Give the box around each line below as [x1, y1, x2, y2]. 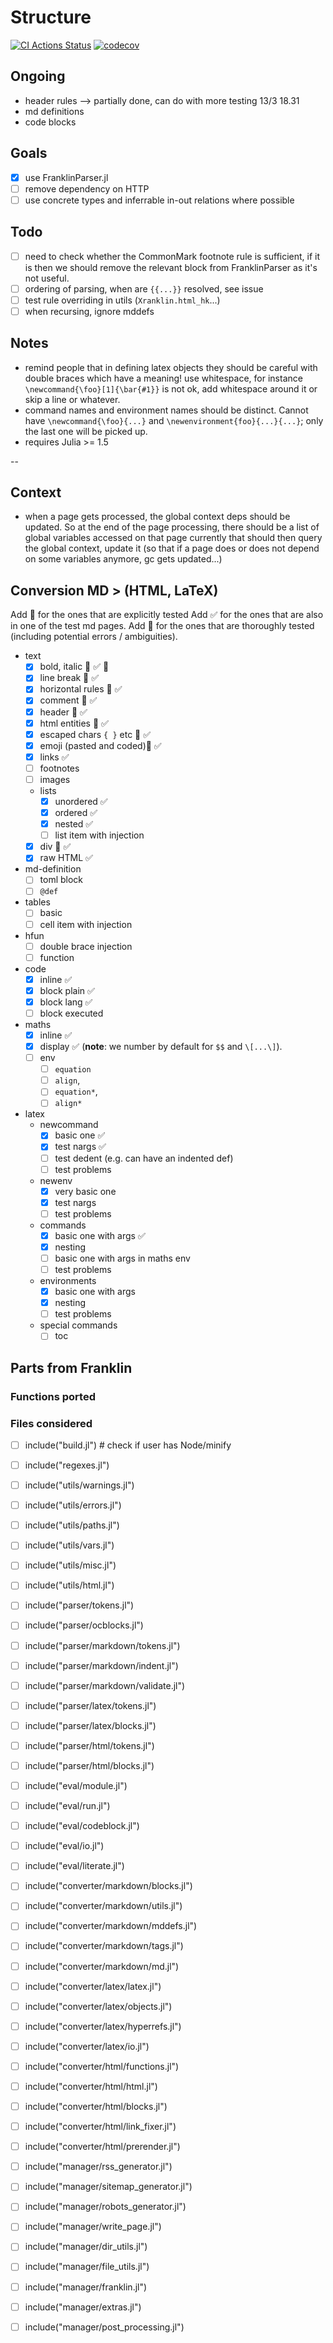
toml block [39, 874, 84, 886]
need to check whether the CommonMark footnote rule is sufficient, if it [24, 250, 321, 262]
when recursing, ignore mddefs [24, 305, 155, 317]
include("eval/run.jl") [24, 1800, 111, 1812]
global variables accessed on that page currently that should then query [24, 532, 323, 544]
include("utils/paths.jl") [24, 1519, 120, 1531]
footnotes [39, 762, 80, 774]
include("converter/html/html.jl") [24, 2080, 158, 2092]
